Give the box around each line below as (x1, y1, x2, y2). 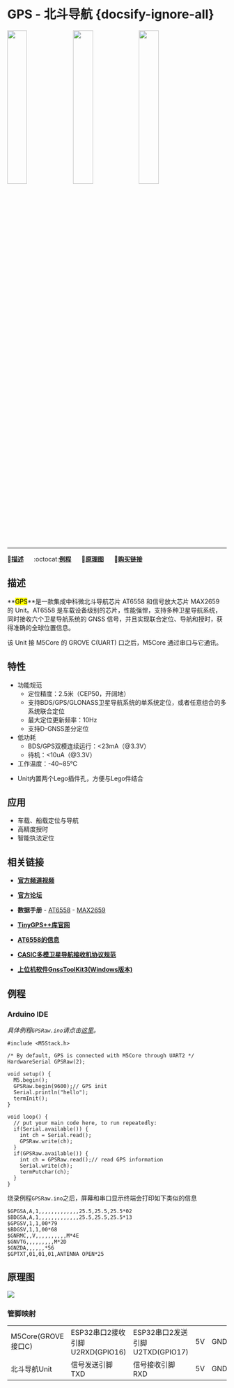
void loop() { (7, 1113, 49, 1120)
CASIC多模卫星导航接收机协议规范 (17, 950, 116, 959)
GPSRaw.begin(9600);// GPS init (13, 1082, 108, 1089)
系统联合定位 (27, 707, 65, 715)
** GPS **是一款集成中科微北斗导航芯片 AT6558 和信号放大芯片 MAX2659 (7, 597, 220, 606)
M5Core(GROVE (10, 1331, 65, 1341)
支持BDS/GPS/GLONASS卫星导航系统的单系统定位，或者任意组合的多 (27, 698, 227, 706)
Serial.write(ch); (19, 1162, 73, 1169)
